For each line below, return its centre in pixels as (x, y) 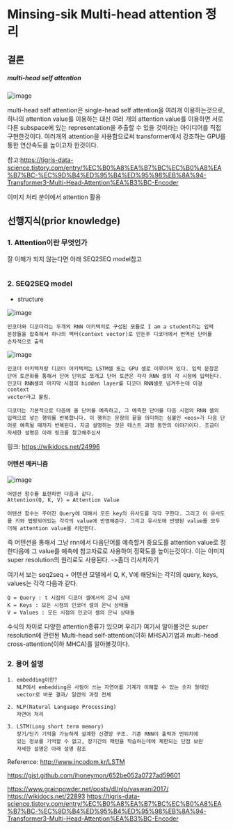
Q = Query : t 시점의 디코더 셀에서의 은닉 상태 (69, 598)
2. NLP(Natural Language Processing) (62, 707)
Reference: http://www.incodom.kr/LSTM (66, 762)
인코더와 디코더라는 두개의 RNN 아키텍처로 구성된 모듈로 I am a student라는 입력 (111, 327)
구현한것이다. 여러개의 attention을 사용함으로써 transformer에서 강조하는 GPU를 (116, 136)
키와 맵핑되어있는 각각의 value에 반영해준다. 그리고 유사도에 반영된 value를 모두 (118, 521)
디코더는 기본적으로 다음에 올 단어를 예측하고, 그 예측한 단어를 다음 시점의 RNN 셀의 (113, 410)
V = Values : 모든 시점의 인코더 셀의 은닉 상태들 (71, 612)
